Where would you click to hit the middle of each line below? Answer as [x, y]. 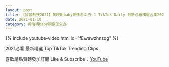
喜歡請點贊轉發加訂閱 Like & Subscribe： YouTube [57, 59]
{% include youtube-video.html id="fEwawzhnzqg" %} [62, 38]
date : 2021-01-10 [23, 19]
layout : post [19, 10]
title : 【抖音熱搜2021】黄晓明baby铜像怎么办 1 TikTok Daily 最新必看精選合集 [81, 15]
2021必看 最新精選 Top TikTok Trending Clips [52, 49]
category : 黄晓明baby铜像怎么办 [36, 24]
